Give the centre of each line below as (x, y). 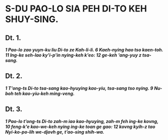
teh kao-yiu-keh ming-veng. (44, 93)
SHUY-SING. (32, 19)
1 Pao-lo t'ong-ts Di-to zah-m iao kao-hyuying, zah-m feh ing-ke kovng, (82, 121)
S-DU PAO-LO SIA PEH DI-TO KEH (76, 9)
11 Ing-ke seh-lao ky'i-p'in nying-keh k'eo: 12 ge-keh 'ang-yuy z (73, 55)
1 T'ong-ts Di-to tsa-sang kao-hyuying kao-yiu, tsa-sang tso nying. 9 (79, 88)
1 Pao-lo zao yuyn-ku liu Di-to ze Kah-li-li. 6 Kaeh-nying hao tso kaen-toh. (84, 50)
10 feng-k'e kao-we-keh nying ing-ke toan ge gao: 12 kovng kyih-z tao (80, 126)
